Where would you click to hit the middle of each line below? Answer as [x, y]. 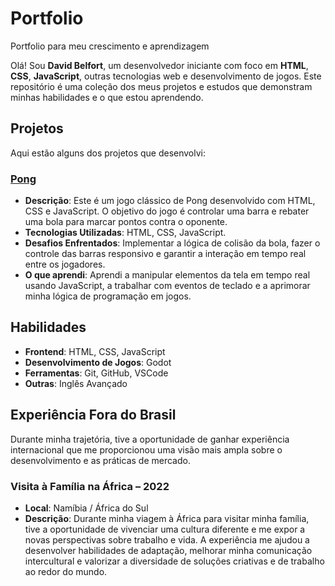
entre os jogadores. [65, 264]
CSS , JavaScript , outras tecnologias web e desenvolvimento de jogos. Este [166, 76]
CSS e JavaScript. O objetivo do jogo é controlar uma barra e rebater [167, 211]
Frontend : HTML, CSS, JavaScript [95, 351]
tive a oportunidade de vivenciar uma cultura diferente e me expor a [165, 529]
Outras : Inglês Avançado [76, 383]
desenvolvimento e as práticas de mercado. [100, 460]
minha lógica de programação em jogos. [108, 296]
